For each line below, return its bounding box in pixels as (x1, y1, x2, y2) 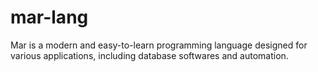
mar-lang (10, 6, 89, 29)
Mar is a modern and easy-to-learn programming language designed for (10, 39, 308, 51)
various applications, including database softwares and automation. (10, 49, 289, 61)
